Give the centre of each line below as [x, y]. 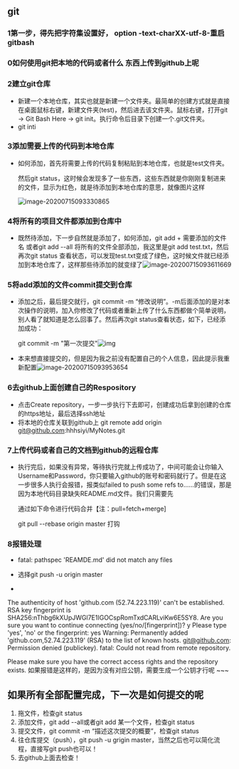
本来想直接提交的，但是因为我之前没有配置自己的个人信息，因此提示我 [121, 359]
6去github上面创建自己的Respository [72, 388]
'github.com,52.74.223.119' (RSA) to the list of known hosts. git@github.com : [119, 640]
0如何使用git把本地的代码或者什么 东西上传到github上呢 [103, 63]
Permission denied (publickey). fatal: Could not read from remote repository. [119, 648]
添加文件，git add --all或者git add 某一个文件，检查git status [106, 722]
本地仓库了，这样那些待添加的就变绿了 [86, 265]
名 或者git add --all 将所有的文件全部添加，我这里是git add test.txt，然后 [123, 247]
